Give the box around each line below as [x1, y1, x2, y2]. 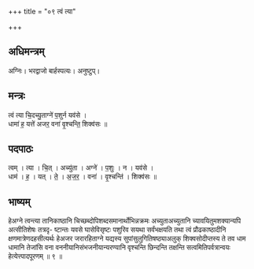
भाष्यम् [8, 195, 31, 208]
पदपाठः [8, 142, 34, 156]
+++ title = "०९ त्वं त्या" [8, 7, 76, 16]
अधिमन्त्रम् [8, 45, 45, 58]
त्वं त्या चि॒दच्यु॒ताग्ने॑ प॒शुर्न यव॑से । [8, 110, 87, 120]
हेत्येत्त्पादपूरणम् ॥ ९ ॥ [8, 252, 63, 261]
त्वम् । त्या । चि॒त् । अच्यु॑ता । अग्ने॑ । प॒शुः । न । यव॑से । [8, 163, 154, 172]
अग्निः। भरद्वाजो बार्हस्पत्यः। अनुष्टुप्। [8, 66, 101, 76]
